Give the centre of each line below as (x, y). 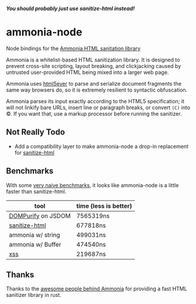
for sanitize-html (34, 153)
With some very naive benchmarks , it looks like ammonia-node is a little (92, 185)
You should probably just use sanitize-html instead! (71, 9)
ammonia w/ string (35, 235)
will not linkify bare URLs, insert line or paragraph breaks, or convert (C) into (98, 107)
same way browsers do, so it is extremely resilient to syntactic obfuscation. (97, 90)
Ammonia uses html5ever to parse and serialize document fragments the (94, 83)
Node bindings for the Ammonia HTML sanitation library (73, 48)
